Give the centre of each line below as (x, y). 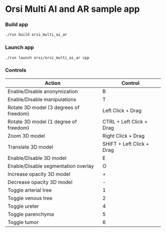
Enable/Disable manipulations (42, 99)
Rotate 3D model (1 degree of (42, 121)
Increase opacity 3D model (39, 174)
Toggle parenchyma (31, 214)
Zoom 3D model (26, 136)
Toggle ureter (23, 206)
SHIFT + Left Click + (126, 144)
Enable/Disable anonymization (43, 91)
